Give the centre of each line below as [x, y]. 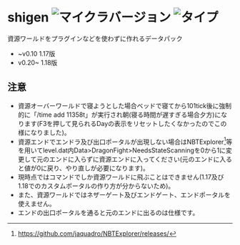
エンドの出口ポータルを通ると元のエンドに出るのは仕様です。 [108, 213]
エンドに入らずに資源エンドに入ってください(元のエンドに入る [141, 160]
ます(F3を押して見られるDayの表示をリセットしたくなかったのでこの [125, 123]
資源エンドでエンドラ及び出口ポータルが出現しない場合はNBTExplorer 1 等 [125, 141]
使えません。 [36, 204]
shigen [28, 17]
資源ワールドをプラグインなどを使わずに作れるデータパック [95, 38]
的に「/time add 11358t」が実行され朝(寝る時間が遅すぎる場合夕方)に [119, 115]
